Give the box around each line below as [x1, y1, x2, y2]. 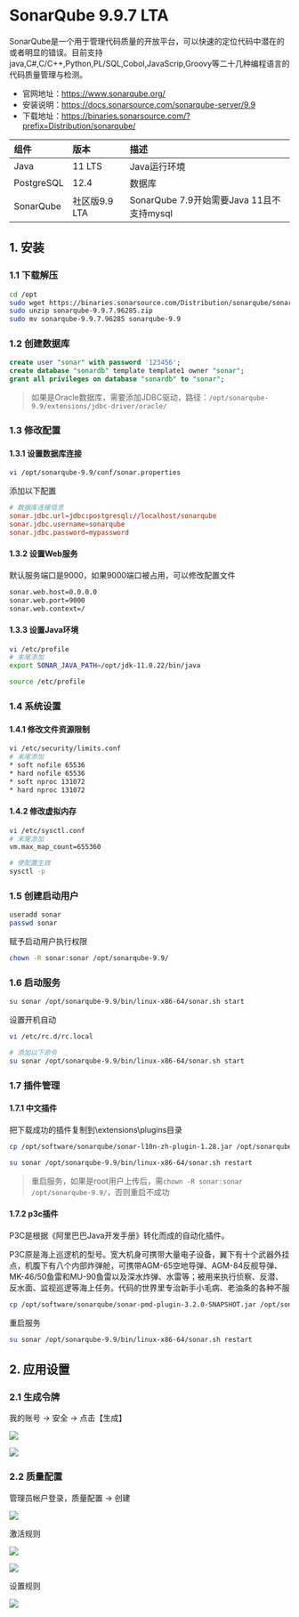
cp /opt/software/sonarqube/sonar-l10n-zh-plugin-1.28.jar [9, 1142, 233, 1151]
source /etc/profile [9, 677, 86, 686]
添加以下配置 [9, 486, 56, 497]
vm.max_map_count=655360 [9, 843, 101, 852]
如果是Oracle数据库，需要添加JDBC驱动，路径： [30, 392, 209, 403]
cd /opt [9, 290, 38, 299]
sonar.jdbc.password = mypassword [9, 528, 129, 537]
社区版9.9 [72, 195, 114, 207]
